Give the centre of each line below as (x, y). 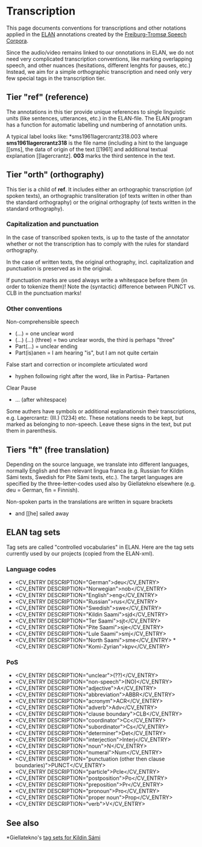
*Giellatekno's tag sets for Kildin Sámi (53, 838)
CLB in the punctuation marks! (44, 293)
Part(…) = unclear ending (46, 347)
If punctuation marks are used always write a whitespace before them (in (97, 280)
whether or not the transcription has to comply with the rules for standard (97, 244)
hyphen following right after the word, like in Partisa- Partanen (92, 376)
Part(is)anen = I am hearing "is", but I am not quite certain (87, 353)
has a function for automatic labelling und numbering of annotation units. (97, 125)
